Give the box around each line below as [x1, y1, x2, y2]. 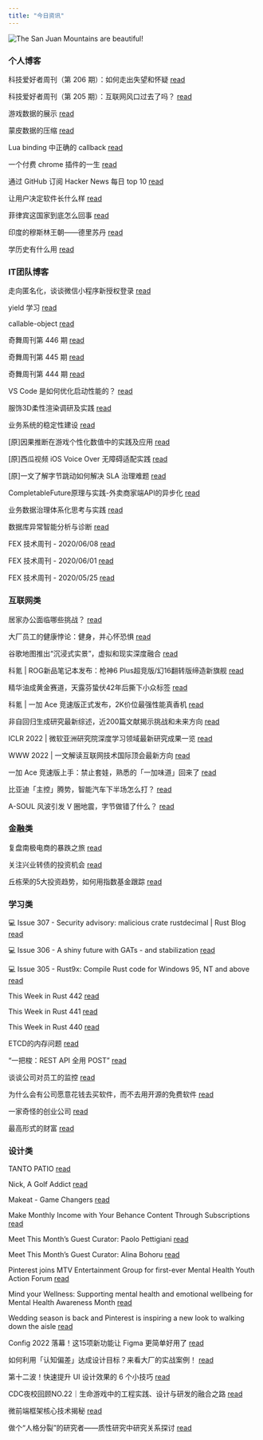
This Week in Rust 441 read [8, 1007, 98, 1017]
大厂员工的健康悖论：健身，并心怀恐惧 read [8, 632, 151, 641]
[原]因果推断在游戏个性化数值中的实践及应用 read [8, 437, 170, 447]
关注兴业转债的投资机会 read [8, 859, 102, 869]
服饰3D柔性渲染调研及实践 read [8, 403, 112, 413]
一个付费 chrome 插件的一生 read [8, 159, 117, 169]
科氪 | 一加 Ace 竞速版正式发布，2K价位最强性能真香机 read [8, 700, 204, 709]
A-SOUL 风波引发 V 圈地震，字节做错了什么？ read [8, 801, 175, 811]
